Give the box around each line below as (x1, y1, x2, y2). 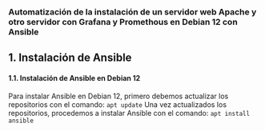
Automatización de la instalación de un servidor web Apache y (8, 6, 257, 18)
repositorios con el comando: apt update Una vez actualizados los (8, 99, 227, 109)
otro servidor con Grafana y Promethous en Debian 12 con (8, 16, 238, 27)
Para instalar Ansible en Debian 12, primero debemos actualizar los (8, 91, 229, 101)
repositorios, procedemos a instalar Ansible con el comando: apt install (8, 108, 251, 117)
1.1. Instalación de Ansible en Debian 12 (8, 73, 141, 82)
